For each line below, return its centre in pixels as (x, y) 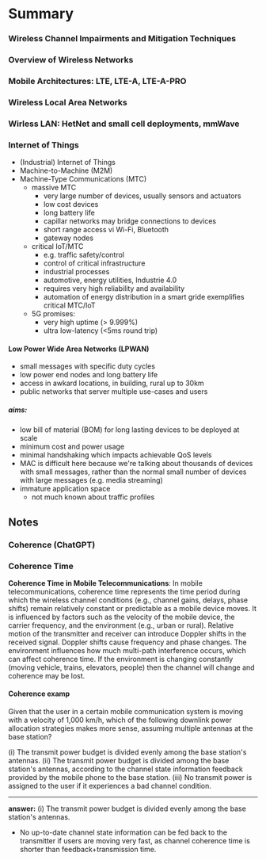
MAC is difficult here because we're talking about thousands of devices (136, 464)
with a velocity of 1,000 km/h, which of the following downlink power (120, 720)
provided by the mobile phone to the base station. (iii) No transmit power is (130, 778)
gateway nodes (68, 238)
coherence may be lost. (47, 675)
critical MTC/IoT (70, 305)
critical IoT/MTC (57, 247)
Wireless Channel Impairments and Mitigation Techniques (122, 39)
